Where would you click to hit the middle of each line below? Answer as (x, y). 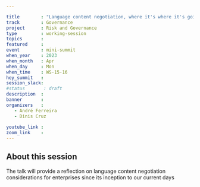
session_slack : (25, 83)
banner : (25, 100)
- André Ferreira (36, 110)
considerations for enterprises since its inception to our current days (90, 177)
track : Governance (40, 22)
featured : (25, 45)
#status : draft (34, 89)
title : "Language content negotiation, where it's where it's (96, 17)
